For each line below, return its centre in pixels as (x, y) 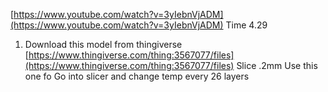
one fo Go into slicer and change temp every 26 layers (137, 76)
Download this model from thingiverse (103, 44)
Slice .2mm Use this (277, 65)
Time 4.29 (246, 25)
